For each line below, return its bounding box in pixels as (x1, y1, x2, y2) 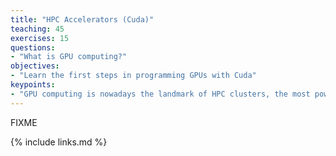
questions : (10, 42, 56, 53)
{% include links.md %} (10, 136, 108, 148)
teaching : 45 (10, 24, 65, 34)
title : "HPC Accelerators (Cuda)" (10, 14, 155, 25)
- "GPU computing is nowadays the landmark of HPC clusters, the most (10, 89, 311, 99)
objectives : (10, 61, 60, 71)
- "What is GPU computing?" (10, 52, 128, 62)
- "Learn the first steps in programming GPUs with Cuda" (10, 71, 257, 81)
